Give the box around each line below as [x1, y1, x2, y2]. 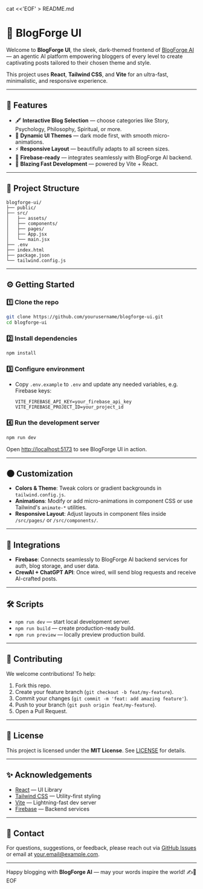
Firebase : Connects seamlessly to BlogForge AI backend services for [14, 556, 188, 563]
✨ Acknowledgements [6, 770, 92, 780]
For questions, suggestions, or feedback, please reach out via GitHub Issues [6, 844, 196, 852]
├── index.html [6, 247, 45, 253]
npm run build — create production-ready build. [14, 624, 135, 632]
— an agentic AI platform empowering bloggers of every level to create [6, 53, 183, 60]
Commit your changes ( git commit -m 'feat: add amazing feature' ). [14, 695, 188, 702]
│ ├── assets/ [6, 215, 47, 221]
